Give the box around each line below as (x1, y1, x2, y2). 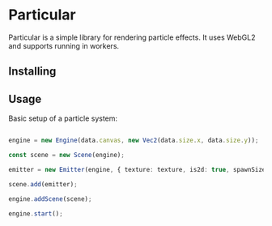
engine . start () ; (8, 209, 63, 218)
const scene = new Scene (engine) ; (8, 151, 125, 160)
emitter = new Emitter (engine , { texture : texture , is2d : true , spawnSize (8, 165, 266, 173)
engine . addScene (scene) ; (8, 194, 92, 203)
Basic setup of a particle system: (8, 113, 118, 123)
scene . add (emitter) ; (8, 180, 79, 188)
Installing (8, 65, 57, 79)
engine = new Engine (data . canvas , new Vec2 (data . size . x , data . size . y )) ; (8, 136, 259, 145)
